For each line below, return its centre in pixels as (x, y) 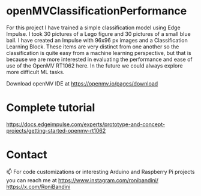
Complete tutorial (51, 108)
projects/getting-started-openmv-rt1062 (56, 130)
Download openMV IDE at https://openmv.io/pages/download (82, 83)
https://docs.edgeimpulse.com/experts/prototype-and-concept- (86, 124)
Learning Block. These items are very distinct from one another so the (93, 47)
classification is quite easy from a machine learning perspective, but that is (99, 53)
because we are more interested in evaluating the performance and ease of (100, 59)
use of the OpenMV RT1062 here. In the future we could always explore (94, 65)
